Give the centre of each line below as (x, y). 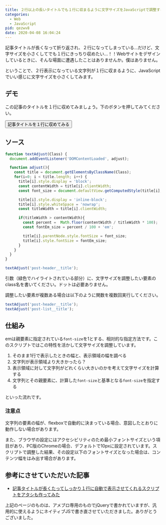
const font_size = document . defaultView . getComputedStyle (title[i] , (90, 191)
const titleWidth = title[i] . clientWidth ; (62, 209)
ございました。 (20, 518)
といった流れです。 (24, 397)
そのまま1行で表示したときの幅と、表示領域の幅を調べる (69, 355)
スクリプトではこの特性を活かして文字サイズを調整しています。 (74, 345)
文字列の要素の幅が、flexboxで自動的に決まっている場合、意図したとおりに (82, 423)
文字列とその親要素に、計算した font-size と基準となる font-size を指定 (84, 380)
